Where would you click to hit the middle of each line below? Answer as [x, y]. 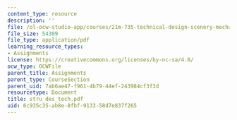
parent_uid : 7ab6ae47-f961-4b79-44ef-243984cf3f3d [83, 86]
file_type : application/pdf [49, 40]
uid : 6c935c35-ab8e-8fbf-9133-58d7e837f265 [72, 106]
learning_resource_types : [45, 47]
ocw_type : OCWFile [34, 66]
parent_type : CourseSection [49, 79]
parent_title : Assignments [47, 73]
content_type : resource [42, 14]
